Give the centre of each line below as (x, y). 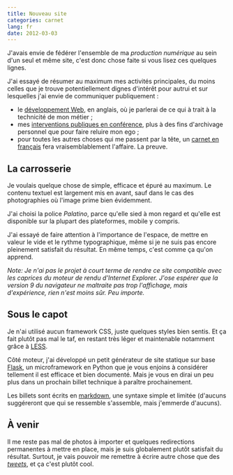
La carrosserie (39, 168)
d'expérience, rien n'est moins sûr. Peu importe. (76, 293)
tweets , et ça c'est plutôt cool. (51, 464)
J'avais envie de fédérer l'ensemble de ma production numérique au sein (112, 53)
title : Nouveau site (37, 14)
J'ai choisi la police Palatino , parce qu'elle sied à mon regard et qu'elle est (114, 214)
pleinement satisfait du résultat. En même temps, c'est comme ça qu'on (110, 250)
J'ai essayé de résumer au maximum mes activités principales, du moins (111, 82)
